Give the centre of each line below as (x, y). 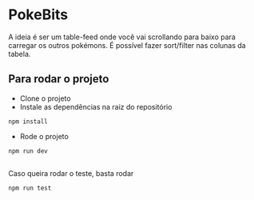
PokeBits (38, 15)
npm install (28, 122)
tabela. (20, 54)
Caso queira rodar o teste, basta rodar (71, 174)
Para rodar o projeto (59, 79)
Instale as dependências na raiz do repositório (96, 106)
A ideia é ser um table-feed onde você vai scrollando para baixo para (122, 37)
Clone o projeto (45, 98)
